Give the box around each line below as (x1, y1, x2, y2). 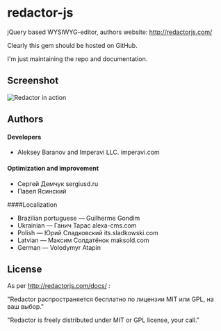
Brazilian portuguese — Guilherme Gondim (17, 214, 140, 222)
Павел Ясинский (17, 187, 67, 195)
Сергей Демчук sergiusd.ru (17, 179, 99, 188)
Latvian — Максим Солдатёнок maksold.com (17, 236, 149, 244)
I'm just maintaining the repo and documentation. (7, 54, 148, 63)
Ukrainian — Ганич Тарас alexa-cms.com (17, 221, 137, 230)
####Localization (7, 200, 58, 209)
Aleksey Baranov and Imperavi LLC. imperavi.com (17, 148, 160, 157)
